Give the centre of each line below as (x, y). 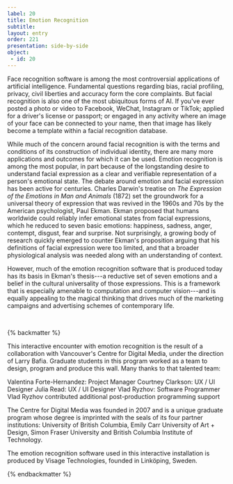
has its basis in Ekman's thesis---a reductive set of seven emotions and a (112, 276)
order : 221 (23, 40)
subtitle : (22, 26)
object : (18, 53)
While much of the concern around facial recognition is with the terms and (114, 144)
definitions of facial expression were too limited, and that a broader (103, 247)
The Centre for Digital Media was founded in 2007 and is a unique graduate (115, 410)
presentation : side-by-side (48, 46)
